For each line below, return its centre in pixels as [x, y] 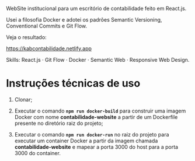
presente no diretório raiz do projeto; [59, 123]
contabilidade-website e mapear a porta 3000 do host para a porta [96, 147]
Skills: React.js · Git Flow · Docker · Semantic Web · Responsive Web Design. [98, 60]
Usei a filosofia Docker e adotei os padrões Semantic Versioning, [84, 20]
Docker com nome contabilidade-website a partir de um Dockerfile [96, 117]
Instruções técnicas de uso [73, 83]
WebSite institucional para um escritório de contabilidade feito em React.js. [96, 8]
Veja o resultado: [26, 37]
